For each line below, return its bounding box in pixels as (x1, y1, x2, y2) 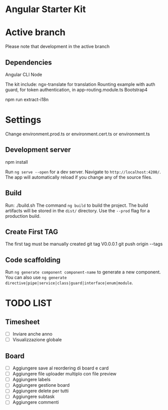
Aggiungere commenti (12, 399, 59, 405)
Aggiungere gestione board (12, 382, 70, 388)
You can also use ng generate (5, 275, 67, 281)
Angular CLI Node (5, 71, 42, 77)
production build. (5, 213, 41, 219)
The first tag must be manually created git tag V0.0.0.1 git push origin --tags (5, 241, 163, 247)
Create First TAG (5, 227, 59, 236)
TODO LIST (5, 297, 52, 309)
